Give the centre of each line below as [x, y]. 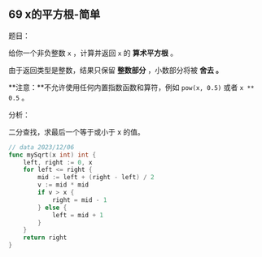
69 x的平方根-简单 [55, 15]
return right [45, 238]
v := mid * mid [63, 185]
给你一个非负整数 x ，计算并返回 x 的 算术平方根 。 [93, 53]
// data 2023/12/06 [41, 147]
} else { [52, 208]
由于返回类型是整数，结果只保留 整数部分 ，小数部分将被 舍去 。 [116, 70]
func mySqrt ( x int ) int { [52, 155]
